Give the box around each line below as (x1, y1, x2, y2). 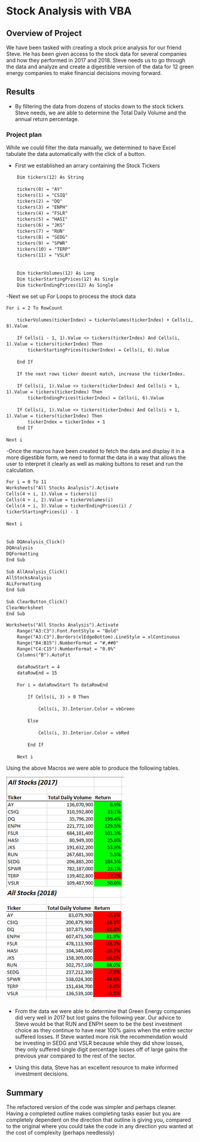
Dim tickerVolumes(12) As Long (17, 270, 95, 276)
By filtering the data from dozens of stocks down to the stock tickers (14, 103, 184, 110)
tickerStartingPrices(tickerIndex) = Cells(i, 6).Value (27, 347, 170, 353)
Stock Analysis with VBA (6, 4, 132, 18)
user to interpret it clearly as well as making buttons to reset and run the (6, 460, 183, 468)
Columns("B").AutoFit (17, 652, 70, 658)
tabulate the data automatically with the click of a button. (6, 150, 146, 158)
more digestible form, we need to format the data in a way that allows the (6, 454, 186, 461)
